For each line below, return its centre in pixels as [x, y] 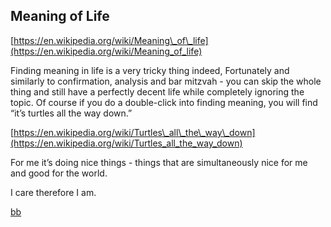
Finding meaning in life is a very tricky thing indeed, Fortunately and [150, 70]
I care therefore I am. [53, 192]
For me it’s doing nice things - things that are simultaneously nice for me [159, 162]
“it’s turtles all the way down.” [71, 113]
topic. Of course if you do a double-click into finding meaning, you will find [164, 102]
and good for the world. [59, 173]
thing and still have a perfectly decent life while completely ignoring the [157, 91]
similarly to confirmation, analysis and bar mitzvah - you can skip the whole [166, 81]
